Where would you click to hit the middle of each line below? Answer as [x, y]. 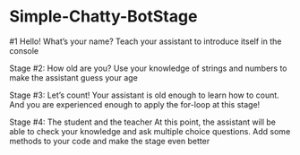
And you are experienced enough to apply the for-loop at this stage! [135, 104]
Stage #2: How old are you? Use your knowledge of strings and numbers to [148, 68]
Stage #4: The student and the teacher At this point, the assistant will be [142, 122]
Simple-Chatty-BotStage [103, 17]
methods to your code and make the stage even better [110, 141]
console [24, 50]
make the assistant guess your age [74, 77]
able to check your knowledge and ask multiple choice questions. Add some [150, 131]
